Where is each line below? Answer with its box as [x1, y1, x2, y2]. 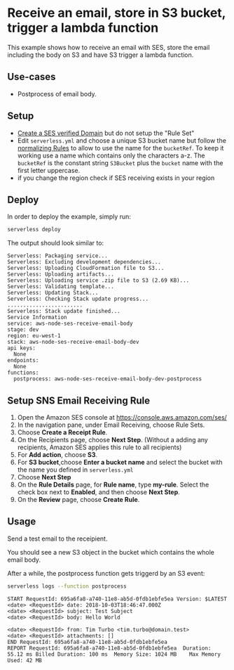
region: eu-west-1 [7, 333, 61, 340]
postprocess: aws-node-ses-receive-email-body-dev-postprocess [13, 375, 202, 382]
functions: [7, 369, 39, 377]
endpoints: [7, 357, 39, 364]
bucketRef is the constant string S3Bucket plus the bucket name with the [17, 158, 223, 167]
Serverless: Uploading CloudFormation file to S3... [7, 265, 165, 272]
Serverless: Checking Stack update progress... [7, 295, 149, 303]
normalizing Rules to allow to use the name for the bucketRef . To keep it [17, 143, 224, 152]
